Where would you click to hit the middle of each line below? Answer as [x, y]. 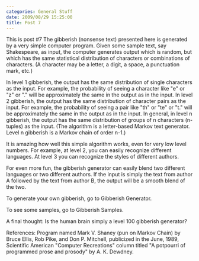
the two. [16, 187]
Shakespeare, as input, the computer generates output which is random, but [99, 52]
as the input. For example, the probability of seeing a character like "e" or [96, 89]
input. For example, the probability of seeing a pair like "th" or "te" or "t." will [99, 108]
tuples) [15, 126]
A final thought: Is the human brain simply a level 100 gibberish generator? [97, 221]
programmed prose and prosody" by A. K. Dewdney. [70, 252]
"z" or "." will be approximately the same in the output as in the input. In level [99, 95]
